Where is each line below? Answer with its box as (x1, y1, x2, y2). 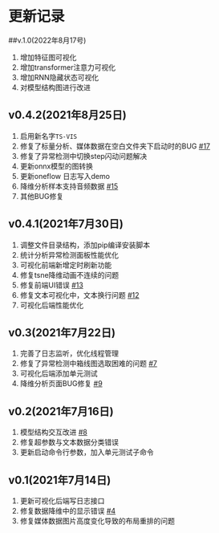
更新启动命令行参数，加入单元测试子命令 (19, 447, 154, 458)
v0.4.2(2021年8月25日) (8, 108, 127, 122)
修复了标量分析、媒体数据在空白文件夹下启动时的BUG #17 (19, 141, 211, 151)
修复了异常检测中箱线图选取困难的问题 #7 (19, 359, 158, 368)
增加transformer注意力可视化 (19, 62, 116, 72)
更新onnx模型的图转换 (19, 161, 94, 171)
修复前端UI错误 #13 (19, 280, 84, 290)
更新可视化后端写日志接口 (19, 496, 105, 506)
